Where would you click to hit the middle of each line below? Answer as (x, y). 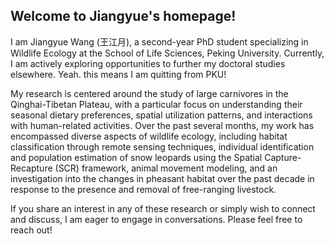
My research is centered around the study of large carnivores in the (149, 93)
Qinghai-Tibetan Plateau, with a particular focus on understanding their (156, 104)
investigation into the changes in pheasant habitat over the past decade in (162, 178)
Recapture (31, 168)
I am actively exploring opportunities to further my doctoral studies (148, 63)
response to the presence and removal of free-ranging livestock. (143, 189)
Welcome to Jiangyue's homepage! (123, 16)
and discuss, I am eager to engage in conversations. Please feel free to (156, 219)
